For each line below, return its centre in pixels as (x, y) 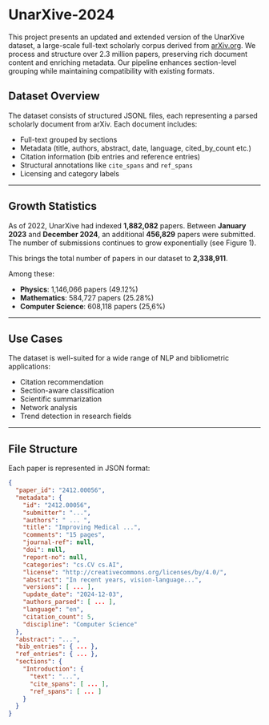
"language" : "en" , (53, 610)
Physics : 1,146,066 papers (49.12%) (79, 289)
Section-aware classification (67, 391)
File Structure (43, 449)
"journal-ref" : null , (58, 542)
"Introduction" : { (53, 669)
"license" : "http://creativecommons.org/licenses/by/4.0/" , (125, 572)
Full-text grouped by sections (68, 139)
